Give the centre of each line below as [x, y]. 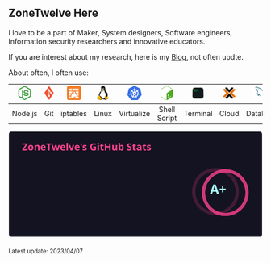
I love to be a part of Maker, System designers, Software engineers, [120, 32]
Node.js [25, 114]
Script [167, 118]
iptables [73, 114]
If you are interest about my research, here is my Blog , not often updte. [126, 56]
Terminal [198, 114]
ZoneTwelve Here [53, 13]
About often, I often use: [48, 73]
